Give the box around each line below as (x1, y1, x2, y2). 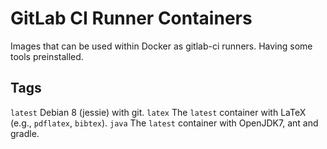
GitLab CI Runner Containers (10, 7, 253, 30)
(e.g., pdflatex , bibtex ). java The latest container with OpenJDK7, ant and (10, 117, 319, 129)
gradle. (10, 127, 40, 139)
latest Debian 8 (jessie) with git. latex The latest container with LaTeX (10, 106, 307, 118)
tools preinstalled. (10, 50, 84, 62)
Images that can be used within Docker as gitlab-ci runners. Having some (10, 40, 313, 52)
